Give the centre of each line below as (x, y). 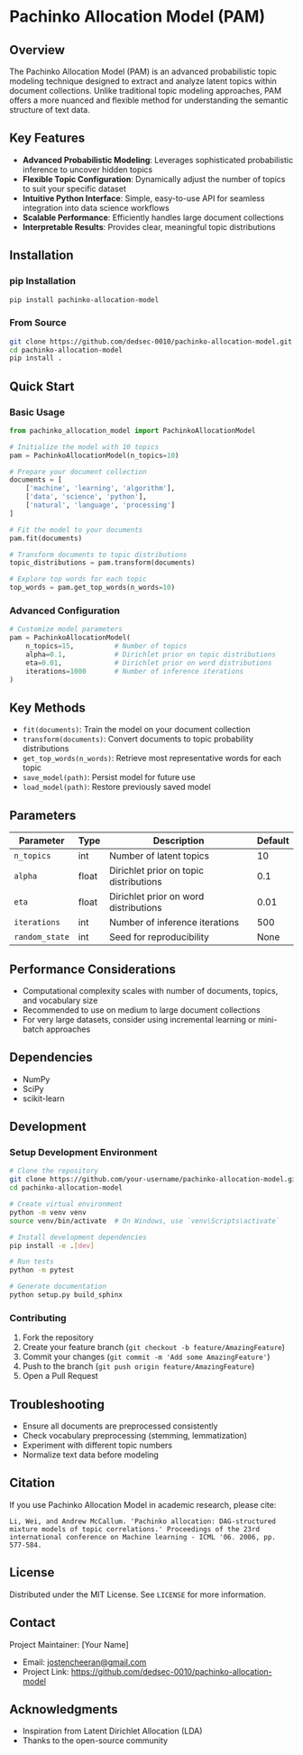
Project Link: (46, 1671)
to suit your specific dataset (74, 188)
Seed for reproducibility (160, 937)
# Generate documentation (58, 1287)
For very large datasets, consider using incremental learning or (139, 1019)
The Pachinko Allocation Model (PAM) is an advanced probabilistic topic (143, 71)
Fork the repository (58, 1337)
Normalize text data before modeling (91, 1455)
